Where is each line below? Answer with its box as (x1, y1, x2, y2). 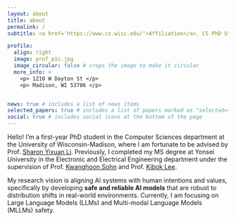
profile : (7, 43, 33, 50)
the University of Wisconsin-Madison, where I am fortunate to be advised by (7, 140, 228, 148)
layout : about (7, 10, 49, 18)
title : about (7, 17, 46, 24)
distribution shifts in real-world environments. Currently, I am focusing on (7, 191, 219, 199)
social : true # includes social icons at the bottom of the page (7, 114, 202, 121)
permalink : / (7, 23, 46, 30)
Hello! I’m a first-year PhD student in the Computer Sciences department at (7, 133, 225, 141)
